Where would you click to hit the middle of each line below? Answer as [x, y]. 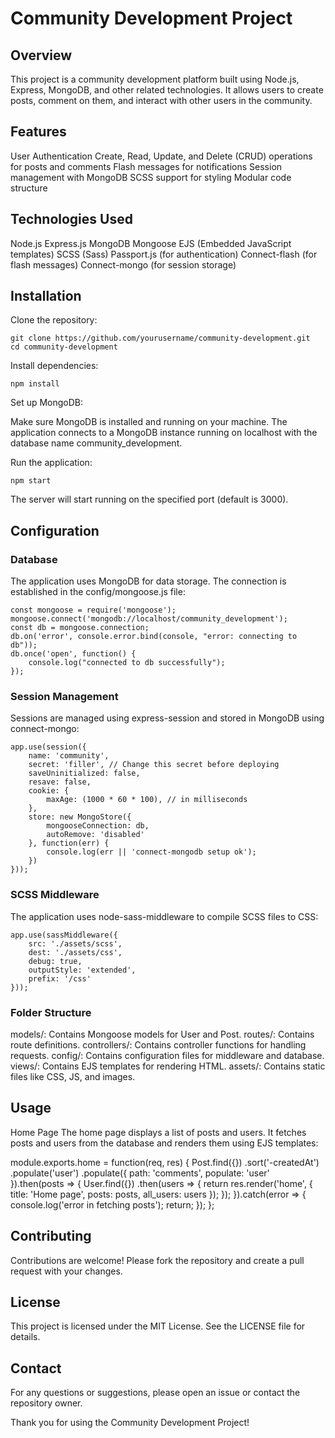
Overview [41, 55]
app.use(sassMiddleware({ [64, 935]
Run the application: [51, 463]
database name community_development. [96, 443]
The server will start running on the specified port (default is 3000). [149, 499]
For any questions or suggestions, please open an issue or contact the [155, 1393]
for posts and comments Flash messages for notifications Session [146, 166]
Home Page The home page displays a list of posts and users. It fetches [158, 1132]
